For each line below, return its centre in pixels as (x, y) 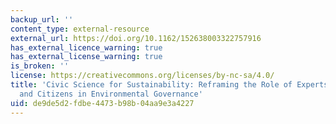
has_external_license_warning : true (86, 57)
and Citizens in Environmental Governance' (111, 94)
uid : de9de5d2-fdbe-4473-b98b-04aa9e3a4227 (102, 103)
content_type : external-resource (80, 29)
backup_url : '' (42, 19)
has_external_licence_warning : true (86, 47)
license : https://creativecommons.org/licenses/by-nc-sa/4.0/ (142, 76)
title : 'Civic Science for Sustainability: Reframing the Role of (151, 85)
